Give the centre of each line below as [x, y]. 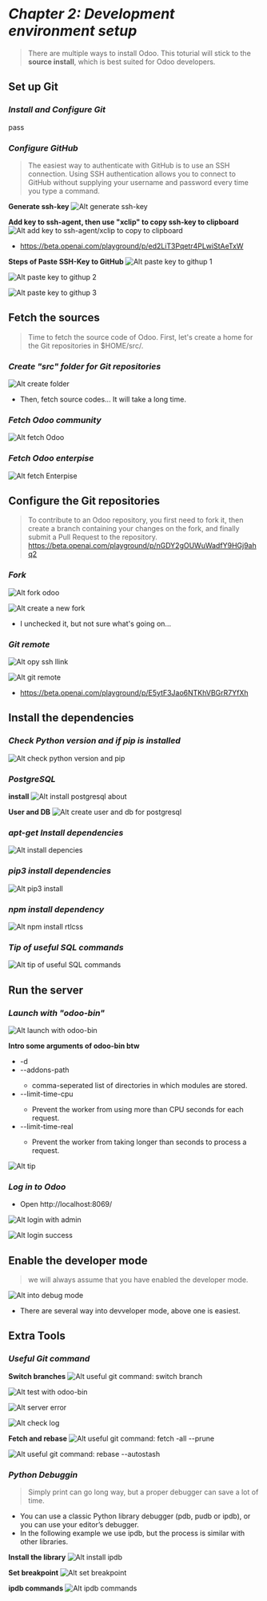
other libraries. [44, 1541]
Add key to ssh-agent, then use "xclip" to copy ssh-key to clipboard [124, 222]
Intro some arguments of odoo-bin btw [74, 1046]
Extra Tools [37, 1336]
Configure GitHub [43, 147]
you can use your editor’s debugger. [80, 1524]
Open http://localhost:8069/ [66, 1204]
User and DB [29, 812]
